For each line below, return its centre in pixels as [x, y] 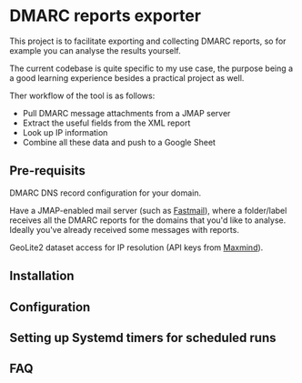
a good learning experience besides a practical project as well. [127, 77]
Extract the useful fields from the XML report [106, 123]
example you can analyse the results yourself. [95, 50]
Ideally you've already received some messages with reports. [124, 229]
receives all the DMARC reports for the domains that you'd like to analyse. [148, 220]
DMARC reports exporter [106, 16]
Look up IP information [65, 132]
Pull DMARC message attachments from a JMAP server [126, 113]
